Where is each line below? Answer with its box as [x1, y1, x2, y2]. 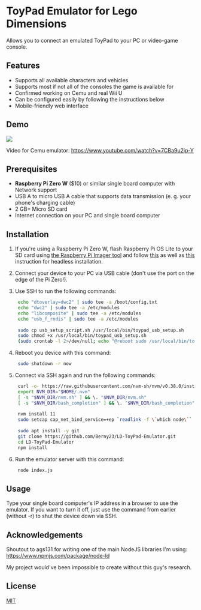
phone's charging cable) [14, 199, 75, 207]
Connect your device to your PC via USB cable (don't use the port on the [14, 270, 194, 277]
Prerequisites [6, 164, 57, 174]
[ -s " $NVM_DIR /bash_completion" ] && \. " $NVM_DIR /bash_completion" [17, 400, 195, 406]
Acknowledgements [6, 530, 83, 540]
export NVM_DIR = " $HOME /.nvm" [17, 388, 91, 394]
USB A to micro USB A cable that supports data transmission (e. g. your [14, 193, 191, 200]
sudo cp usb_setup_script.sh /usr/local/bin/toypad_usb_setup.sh [17, 327, 184, 333]
